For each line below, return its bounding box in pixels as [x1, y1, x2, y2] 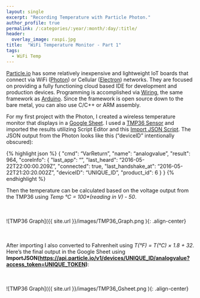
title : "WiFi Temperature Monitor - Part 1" [6, 42, 121, 48]
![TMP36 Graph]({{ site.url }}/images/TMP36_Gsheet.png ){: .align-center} [6, 285, 189, 292]
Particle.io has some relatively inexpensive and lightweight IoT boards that [6, 69, 189, 76]
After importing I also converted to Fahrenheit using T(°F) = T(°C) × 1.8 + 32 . [6, 241, 195, 248]
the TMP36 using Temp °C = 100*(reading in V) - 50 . [6, 193, 137, 200]
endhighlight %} [6, 175, 46, 182]
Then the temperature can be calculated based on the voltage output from [6, 186, 189, 194]
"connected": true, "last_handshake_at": [57, 162, 156, 170]
